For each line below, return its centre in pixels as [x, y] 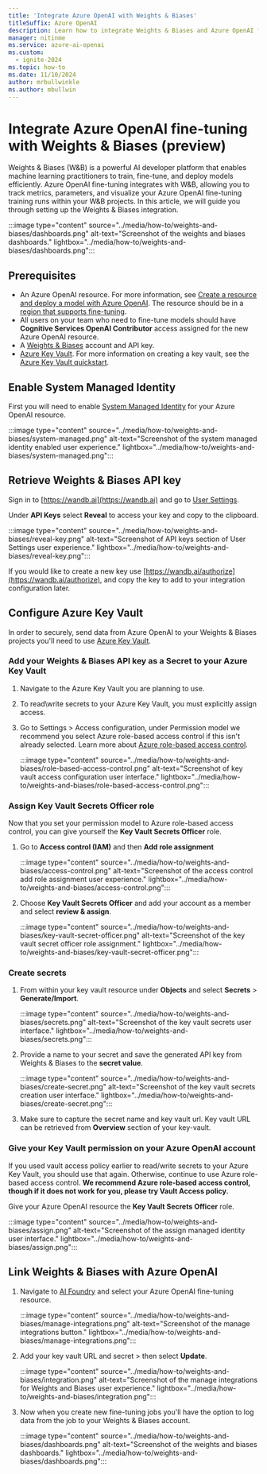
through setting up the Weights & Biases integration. [93, 210]
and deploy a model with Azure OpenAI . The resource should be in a [132, 304]
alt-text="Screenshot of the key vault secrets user [170, 1023]
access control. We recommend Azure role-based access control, [140, 1182]
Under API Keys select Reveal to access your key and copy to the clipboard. [133, 515]
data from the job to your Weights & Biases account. [105, 1420]
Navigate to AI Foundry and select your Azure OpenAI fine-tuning [127, 1291]
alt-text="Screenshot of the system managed [183, 439]
